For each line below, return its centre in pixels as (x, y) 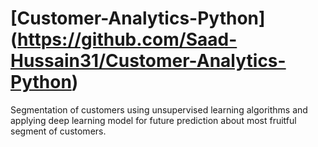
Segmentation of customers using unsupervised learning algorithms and (159, 109)
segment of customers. (58, 131)
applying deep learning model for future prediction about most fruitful (153, 120)
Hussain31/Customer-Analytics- (148, 61)
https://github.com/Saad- (127, 39)
